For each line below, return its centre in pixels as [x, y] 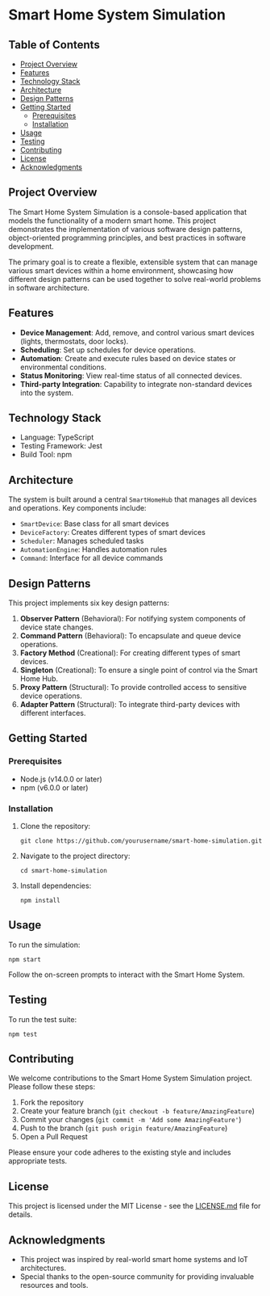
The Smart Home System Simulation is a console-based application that [128, 212]
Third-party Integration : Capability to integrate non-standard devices [136, 384]
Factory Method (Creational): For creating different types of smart [130, 653]
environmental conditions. [63, 367]
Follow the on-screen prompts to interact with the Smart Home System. [127, 974]
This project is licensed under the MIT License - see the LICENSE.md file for [135, 1206]
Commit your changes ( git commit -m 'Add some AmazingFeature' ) [131, 1120]
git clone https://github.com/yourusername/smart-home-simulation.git [141, 841]
